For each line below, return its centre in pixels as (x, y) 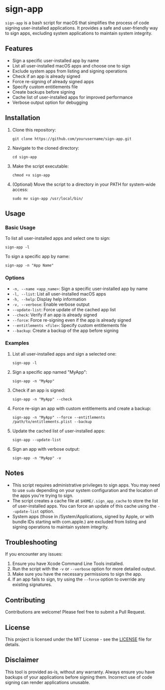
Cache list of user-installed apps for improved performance (72, 97)
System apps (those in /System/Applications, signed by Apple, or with (83, 516)
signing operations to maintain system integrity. (60, 527)
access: (20, 189)
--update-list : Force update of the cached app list (64, 309)
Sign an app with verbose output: (46, 449)
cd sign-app (24, 157)
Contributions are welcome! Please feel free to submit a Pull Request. (75, 612)
